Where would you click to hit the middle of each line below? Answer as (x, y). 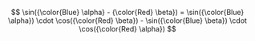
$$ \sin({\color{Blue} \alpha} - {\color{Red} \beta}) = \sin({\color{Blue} (127, 12)
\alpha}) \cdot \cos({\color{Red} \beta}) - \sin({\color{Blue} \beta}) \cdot (127, 20)
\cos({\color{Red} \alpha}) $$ (127, 29)
